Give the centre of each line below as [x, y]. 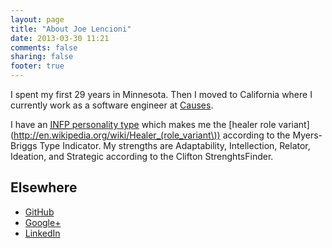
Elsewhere [44, 187]
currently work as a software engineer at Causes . [112, 105]
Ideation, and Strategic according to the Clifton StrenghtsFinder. [142, 156]
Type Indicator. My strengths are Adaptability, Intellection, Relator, [175, 145]
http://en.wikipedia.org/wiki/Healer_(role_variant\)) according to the [152, 135]
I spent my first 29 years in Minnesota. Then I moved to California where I [161, 94]
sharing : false [42, 57]
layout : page [37, 19]
